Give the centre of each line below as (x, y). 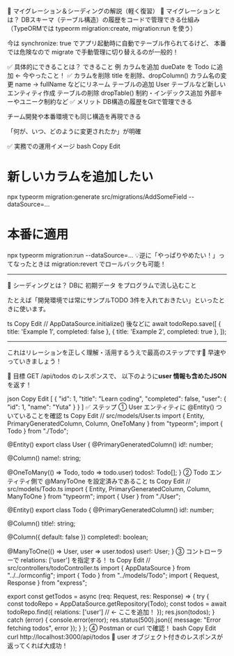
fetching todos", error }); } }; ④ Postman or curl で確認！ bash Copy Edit (112, 628)
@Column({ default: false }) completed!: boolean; (78, 537)
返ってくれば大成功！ (38, 646)
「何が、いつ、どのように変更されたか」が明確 (74, 131)
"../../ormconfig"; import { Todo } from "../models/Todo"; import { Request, (113, 575)
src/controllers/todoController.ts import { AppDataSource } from (99, 567)
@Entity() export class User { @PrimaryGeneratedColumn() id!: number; (110, 444)
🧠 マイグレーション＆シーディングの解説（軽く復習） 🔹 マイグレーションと (114, 11)
